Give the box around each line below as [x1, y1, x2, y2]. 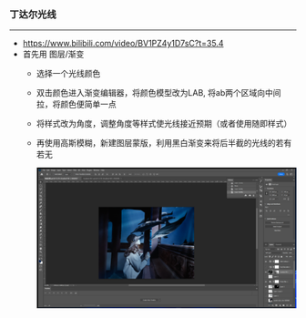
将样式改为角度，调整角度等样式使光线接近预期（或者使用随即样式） [36, 118, 292, 129]
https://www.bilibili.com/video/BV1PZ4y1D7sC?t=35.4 [22, 38, 224, 49]
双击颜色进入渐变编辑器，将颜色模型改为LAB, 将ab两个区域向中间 [36, 87, 281, 98]
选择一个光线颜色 [36, 68, 101, 79]
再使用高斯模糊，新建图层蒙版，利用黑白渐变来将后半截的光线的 [36, 138, 276, 149]
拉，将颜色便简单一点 [36, 98, 117, 110]
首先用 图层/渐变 [22, 48, 85, 60]
